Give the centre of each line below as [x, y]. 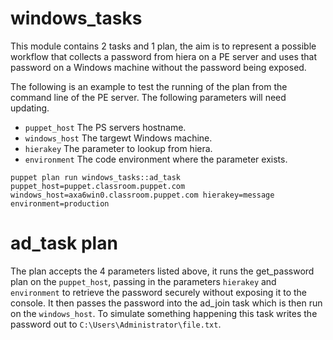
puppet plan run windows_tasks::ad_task [96, 177]
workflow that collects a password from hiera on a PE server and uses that [164, 56]
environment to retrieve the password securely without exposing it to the [159, 292]
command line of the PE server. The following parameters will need [148, 97]
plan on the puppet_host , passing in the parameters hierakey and [143, 281]
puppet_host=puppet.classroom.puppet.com [98, 186]
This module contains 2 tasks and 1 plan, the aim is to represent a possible [163, 46]
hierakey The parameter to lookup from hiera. [118, 148]
